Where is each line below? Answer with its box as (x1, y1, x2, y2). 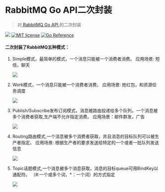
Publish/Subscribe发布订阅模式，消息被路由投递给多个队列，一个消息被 (12, 108, 158, 114)
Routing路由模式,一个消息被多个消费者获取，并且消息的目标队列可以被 (12, 133, 155, 139)
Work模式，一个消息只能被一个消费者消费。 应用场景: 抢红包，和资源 (12, 82, 153, 88)
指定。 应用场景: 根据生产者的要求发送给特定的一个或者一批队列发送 (21, 140, 159, 146)
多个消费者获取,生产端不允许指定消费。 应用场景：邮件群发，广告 (12, 114, 145, 120)
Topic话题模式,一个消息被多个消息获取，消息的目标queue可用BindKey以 (12, 165, 159, 171)
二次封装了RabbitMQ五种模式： (5, 44, 70, 50)
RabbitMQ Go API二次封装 (5, 4, 112, 16)
